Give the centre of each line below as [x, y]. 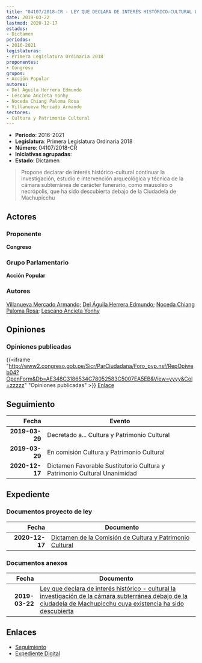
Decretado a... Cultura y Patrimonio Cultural [109, 435]
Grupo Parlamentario [38, 262]
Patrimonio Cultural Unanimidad [92, 474]
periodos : [19, 40]
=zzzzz [15, 385]
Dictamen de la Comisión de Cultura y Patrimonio [120, 537]
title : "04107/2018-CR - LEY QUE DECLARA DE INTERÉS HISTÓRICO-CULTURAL [99, 12]
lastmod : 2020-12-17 [32, 23]
